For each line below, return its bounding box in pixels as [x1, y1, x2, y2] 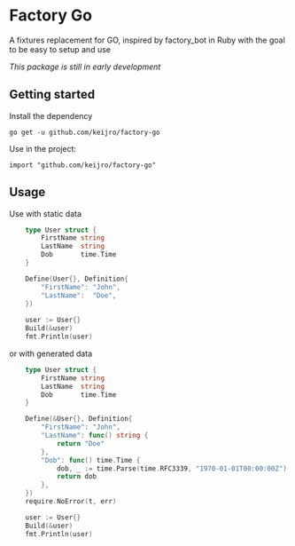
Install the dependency [9, 110, 93, 121]
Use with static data [9, 208, 82, 218]
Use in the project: [9, 143, 77, 154]
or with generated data [9, 348, 93, 359]
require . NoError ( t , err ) [25, 497, 117, 506]
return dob [56, 472, 97, 481]
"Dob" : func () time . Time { [41, 455, 141, 464]
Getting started [9, 87, 96, 102]
